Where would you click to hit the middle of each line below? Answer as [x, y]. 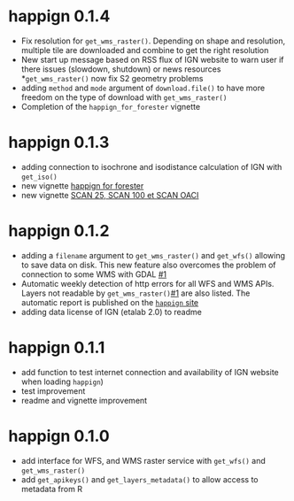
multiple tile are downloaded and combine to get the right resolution [145, 50]
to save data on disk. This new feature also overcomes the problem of [148, 265]
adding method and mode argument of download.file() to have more [143, 88]
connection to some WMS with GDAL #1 [94, 274]
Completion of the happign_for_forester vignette [111, 106]
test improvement [53, 390]
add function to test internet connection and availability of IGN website [150, 372]
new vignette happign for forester [82, 185]
